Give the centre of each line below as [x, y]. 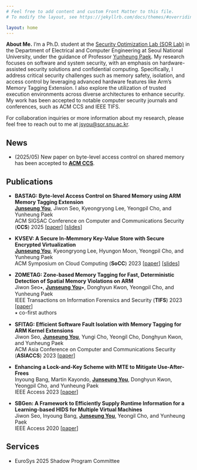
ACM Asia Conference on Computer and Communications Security [95, 349]
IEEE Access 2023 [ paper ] [46, 392]
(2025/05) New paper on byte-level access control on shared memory [99, 157]
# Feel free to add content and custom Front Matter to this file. [90, 11]
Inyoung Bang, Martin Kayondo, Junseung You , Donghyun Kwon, [93, 379]
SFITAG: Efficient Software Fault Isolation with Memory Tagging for [98, 324]
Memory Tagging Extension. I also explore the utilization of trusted [86, 88]
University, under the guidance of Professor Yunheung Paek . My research [95, 57]
